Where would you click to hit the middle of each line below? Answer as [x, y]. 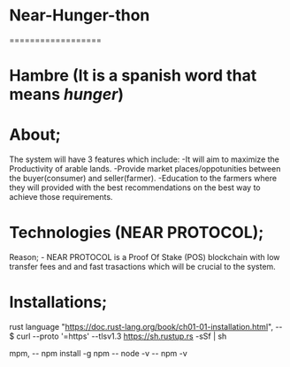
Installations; [58, 302]
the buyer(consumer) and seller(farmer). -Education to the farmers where [143, 179]
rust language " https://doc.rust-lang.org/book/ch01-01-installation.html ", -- [146, 326]
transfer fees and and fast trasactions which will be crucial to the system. [142, 267]
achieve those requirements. [61, 197]
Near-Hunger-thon [80, 15]
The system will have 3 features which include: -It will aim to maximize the [145, 159]
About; [35, 135]
